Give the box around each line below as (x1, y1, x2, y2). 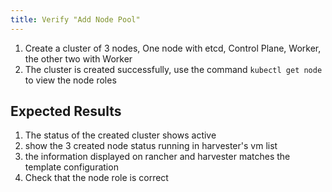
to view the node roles (24, 74, 117, 86)
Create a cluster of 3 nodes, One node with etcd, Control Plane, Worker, (24, 42, 322, 54)
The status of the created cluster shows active (24, 129, 217, 141)
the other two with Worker (24, 52, 133, 65)
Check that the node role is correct (24, 172, 169, 184)
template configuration (24, 161, 119, 173)
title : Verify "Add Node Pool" (10, 14, 141, 25)
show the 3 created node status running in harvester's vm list (24, 140, 278, 152)
